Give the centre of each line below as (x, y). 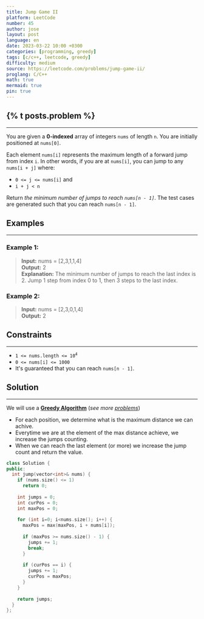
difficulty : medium (31, 63)
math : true (20, 80)
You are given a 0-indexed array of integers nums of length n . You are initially (102, 136)
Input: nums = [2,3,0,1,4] (52, 309)
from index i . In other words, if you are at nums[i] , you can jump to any (95, 161)
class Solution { (28, 463)
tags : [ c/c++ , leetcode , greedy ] (49, 57)
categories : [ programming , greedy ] (51, 52)
